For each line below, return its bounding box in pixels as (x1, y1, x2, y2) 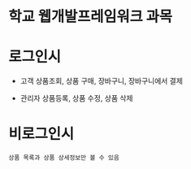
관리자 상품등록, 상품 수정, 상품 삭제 (20, 93, 133, 103)
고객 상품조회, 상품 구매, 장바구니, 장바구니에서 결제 (20, 76, 183, 86)
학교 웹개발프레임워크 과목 (8, 7, 173, 26)
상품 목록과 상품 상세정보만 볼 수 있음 (8, 154, 119, 162)
